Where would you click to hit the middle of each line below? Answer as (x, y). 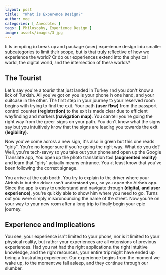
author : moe (17, 19)
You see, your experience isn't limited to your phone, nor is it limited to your (82, 236)
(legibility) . (17, 132)
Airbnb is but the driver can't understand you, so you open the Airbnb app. (81, 183)
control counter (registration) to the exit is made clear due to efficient (76, 111)
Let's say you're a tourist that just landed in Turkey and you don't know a (79, 90)
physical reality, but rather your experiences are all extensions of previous (81, 242)
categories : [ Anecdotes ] (33, 23)
